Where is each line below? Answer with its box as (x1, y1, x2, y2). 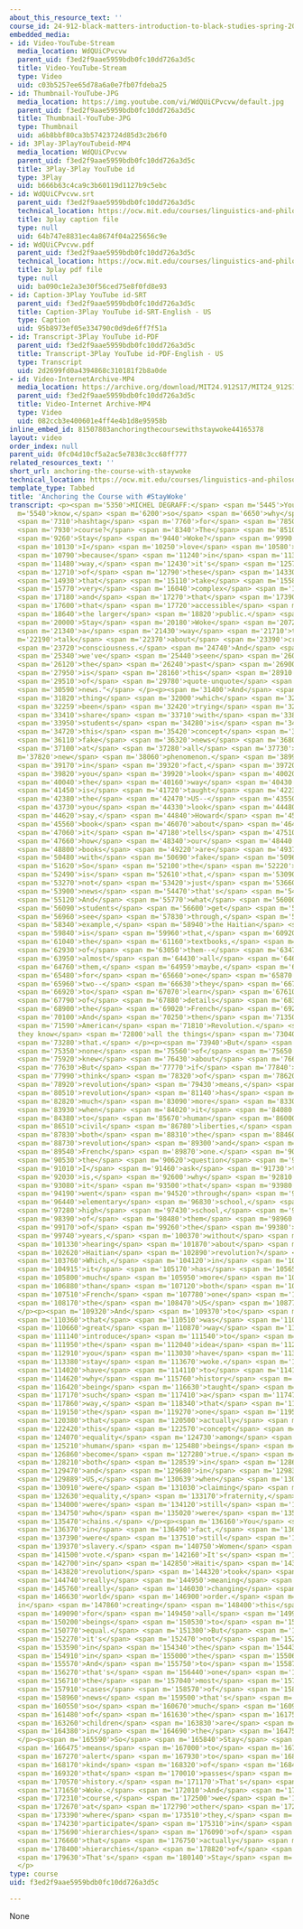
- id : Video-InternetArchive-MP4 (9, 374, 135, 384)
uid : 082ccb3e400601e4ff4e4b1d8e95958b (17, 417, 168, 426)
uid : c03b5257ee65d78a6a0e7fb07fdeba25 (17, 80, 168, 89)
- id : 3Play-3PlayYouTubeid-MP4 (9, 139, 131, 148)
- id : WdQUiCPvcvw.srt (9, 190, 95, 199)
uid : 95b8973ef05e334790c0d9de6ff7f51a (17, 324, 168, 333)
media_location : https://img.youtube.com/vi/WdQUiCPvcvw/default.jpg (17, 97, 284, 107)
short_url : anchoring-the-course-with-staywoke (9, 467, 192, 476)
